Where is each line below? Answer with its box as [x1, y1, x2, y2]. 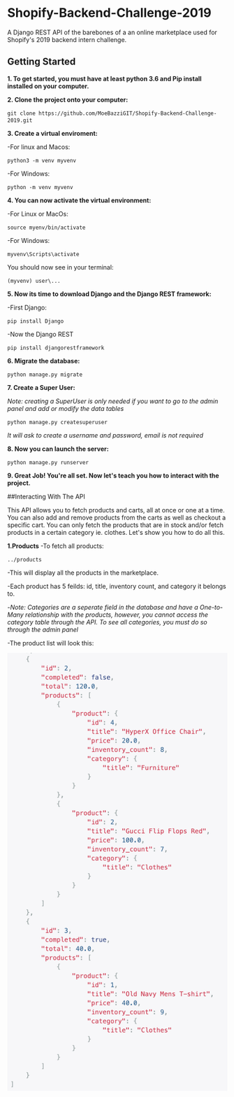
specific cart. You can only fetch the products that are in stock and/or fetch [7, 520, 224, 529]
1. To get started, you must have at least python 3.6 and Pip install [7, 74, 202, 83]
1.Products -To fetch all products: [7, 541, 104, 550]
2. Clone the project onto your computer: [7, 95, 129, 104]
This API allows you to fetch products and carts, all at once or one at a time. [7, 505, 225, 514]
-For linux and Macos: [7, 142, 71, 151]
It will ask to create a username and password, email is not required [7, 431, 204, 439]
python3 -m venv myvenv [7, 157, 77, 164]
